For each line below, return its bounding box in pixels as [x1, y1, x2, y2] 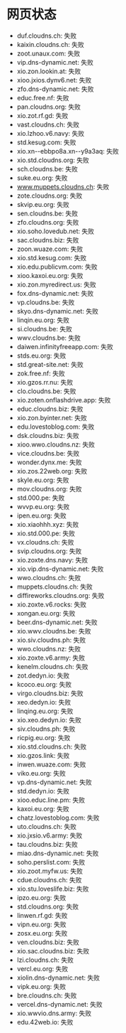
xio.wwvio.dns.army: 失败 [16, 1009, 92, 1017]
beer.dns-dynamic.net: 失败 [16, 618, 98, 626]
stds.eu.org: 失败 [16, 351, 67, 360]
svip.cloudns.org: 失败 [16, 547, 82, 555]
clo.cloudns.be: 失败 [16, 387, 76, 395]
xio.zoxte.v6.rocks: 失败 [16, 600, 87, 609]
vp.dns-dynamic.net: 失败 [16, 778, 93, 786]
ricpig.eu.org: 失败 [16, 733, 71, 742]
